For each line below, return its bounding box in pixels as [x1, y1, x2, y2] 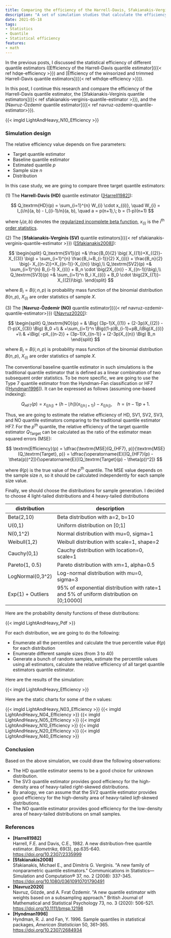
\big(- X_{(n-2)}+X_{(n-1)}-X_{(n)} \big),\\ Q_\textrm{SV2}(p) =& [19, 261, 152, 267]
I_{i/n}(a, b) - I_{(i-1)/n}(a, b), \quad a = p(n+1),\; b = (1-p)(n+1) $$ [17, 207, 154, 214]
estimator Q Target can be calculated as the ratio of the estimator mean [5, 429, 152, 436]
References [5, 823, 35, 831]
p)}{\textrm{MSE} [128, 445, 165, 451]
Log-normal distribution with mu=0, [56, 570, 143, 577]
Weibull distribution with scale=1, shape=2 [56, 538, 159, 545]
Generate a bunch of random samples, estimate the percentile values [12, 656, 158, 662]
